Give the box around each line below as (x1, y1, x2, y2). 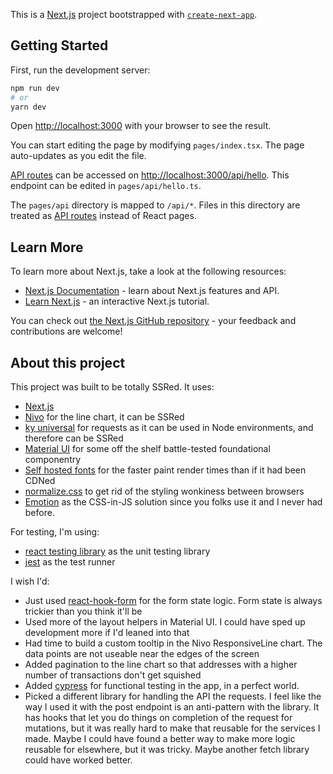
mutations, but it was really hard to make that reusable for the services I (24, 722, 321, 734)
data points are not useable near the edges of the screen (24, 648, 260, 660)
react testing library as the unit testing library (24, 545, 211, 558)
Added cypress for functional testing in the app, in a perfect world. (24, 680, 300, 692)
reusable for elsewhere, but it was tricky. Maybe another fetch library (24, 744, 310, 756)
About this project (10, 354, 126, 371)
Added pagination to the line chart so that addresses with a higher (24, 659, 298, 671)
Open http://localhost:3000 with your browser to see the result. (10, 120, 272, 132)
